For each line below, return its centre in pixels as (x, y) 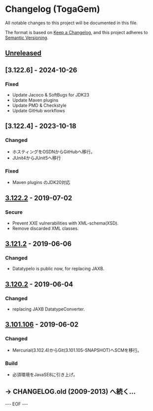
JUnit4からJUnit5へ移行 (37, 158)
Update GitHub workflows (38, 111)
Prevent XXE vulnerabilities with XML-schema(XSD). (65, 223)
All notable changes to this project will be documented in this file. (72, 23)
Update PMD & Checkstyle (39, 105)
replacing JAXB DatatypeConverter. (48, 309)
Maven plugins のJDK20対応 (41, 182)
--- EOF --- (17, 404)
